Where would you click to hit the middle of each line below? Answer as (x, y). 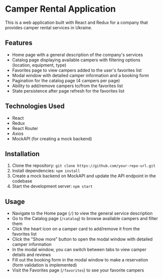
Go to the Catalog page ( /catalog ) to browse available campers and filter (85, 219)
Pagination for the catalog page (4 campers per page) (66, 80)
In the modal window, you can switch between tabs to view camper (79, 250)
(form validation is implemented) (44, 265)
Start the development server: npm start (52, 186)
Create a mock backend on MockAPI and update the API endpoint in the (84, 176)
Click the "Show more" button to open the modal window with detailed (82, 239)
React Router (25, 128)
